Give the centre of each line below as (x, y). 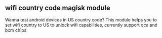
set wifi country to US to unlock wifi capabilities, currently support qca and (81, 25)
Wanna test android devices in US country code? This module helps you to (81, 19)
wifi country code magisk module (58, 8)
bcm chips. (17, 30)
